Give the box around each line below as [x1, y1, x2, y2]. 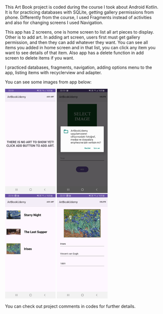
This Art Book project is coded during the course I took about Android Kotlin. [5, 4, 159, 10]
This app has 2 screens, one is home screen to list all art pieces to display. [5, 29, 154, 35]
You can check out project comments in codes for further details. [5, 303, 136, 309]
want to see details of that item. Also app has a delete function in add [5, 50, 144, 56]
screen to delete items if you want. [5, 55, 74, 60]
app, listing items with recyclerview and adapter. [5, 70, 102, 75]
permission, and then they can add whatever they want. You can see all [5, 39, 148, 45]
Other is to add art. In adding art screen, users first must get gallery [5, 34, 140, 40]
